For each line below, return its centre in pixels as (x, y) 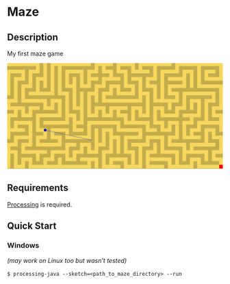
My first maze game (35, 53)
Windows (23, 246)
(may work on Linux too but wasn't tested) (67, 260)
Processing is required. (40, 204)
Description (33, 37)
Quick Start (32, 226)
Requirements (38, 188)
